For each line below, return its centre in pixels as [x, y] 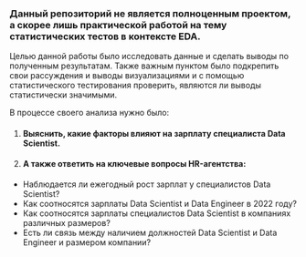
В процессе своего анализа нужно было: [90, 113]
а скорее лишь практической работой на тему [118, 25]
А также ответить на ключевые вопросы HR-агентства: [134, 164]
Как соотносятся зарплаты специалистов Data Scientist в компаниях [157, 213]
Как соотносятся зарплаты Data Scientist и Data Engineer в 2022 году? [159, 204]
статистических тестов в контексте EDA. [105, 36]
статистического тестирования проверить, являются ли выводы [136, 86]
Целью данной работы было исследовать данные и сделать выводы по [149, 57]
